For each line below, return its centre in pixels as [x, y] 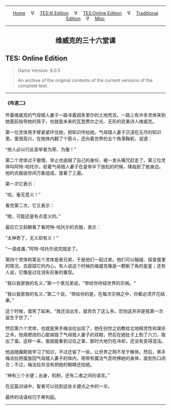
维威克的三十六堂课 [85, 41]
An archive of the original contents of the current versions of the [85, 80]
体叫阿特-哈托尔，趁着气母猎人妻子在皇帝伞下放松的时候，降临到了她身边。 [84, 167]
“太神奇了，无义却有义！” [32, 238]
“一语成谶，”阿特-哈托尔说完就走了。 [43, 249]
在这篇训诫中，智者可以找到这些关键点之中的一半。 [59, 386]
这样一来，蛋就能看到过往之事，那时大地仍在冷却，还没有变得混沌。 [94, 341]
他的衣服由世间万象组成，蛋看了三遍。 [45, 173]
